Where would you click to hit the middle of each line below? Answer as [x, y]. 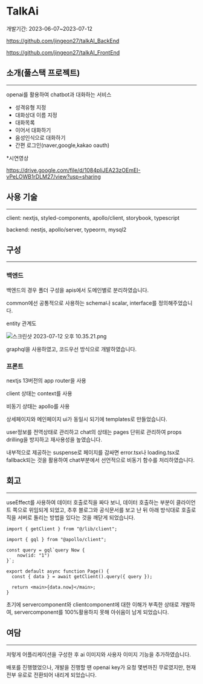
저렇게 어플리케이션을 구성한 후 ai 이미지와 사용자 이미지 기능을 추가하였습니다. [99, 654]
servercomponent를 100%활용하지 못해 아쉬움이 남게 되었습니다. [92, 612]
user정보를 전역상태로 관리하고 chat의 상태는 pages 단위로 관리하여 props [94, 432]
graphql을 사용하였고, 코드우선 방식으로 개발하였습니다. [72, 349]
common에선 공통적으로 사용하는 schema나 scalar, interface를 [82, 303]
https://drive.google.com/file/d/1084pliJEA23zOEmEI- [73, 170]
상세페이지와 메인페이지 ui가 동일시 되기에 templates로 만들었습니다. [87, 419]
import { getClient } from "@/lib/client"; [62, 529]
